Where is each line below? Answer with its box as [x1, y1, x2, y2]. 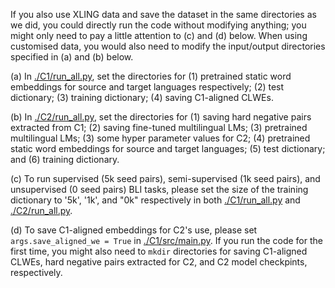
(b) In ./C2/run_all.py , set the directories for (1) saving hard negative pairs [10, 111, 312, 123]
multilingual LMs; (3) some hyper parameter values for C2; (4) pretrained [10, 132, 311, 144]
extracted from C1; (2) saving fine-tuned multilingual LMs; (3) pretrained [10, 122, 308, 133]
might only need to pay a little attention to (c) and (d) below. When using [10, 30, 308, 41]
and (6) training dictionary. [10, 154, 120, 165]
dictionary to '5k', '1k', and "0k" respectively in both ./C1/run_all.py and [10, 194, 301, 206]
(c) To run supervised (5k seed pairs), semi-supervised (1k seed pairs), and [10, 173, 321, 184]
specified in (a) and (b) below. [10, 51, 134, 63]
